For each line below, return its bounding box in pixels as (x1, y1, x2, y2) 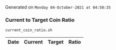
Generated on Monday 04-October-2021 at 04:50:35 (5, 4, 111, 10)
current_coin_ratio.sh (5, 28, 52, 33)
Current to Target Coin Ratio (5, 16, 75, 23)
